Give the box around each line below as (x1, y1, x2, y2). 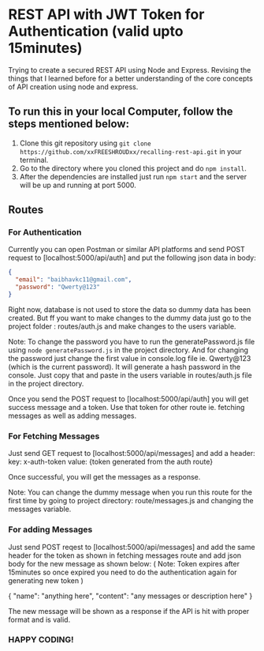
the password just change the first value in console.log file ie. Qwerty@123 (8, 353, 251, 363)
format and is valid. (8, 615, 71, 624)
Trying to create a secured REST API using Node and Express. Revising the (8, 65, 251, 74)
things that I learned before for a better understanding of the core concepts (8, 73, 254, 83)
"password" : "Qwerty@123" (15, 283, 101, 292)
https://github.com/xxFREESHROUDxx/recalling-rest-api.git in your (19, 146, 242, 156)
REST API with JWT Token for (8, 6, 205, 24)
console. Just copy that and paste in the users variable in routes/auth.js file (8, 370, 252, 380)
